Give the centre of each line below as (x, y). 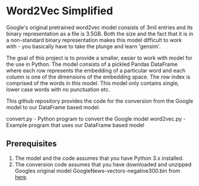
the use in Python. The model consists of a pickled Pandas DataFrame (92, 64)
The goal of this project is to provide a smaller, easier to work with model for (99, 58)
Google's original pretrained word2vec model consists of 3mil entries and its (99, 27)
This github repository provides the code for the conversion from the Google (100, 101)
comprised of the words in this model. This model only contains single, (93, 83)
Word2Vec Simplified (60, 11)
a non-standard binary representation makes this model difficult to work (94, 40)
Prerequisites (31, 144)
